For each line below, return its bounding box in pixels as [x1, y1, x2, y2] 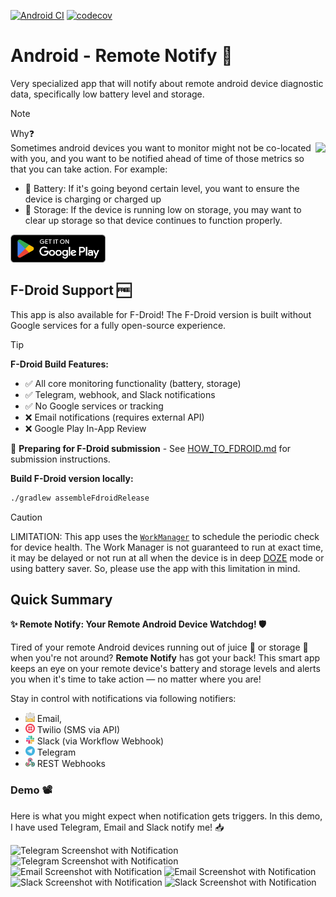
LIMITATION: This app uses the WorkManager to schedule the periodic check [10, 530, 320, 542]
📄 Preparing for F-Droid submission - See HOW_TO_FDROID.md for [10, 442, 292, 454]
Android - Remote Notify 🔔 [10, 45, 233, 67]
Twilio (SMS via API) [36, 724, 121, 736]
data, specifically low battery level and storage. [10, 88, 205, 100]
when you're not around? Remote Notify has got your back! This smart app [10, 652, 321, 664]
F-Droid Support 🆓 [10, 282, 132, 299]
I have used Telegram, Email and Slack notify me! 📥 [10, 821, 225, 833]
